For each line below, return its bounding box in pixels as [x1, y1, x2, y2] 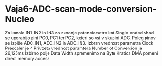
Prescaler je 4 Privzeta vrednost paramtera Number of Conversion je [5, 45, 142, 51]
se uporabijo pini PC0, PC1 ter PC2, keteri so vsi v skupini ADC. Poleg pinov [5, 35, 156, 41]
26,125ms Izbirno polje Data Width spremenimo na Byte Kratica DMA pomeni [5, 50, 158, 56]
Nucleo [5, 14, 35, 25]
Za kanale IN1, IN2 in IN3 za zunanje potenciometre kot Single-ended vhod [5, 30, 154, 35]
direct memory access [5, 55, 50, 61]
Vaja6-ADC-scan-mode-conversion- [5, 3, 157, 15]
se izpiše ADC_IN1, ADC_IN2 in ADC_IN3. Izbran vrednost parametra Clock [5, 40, 154, 46]
